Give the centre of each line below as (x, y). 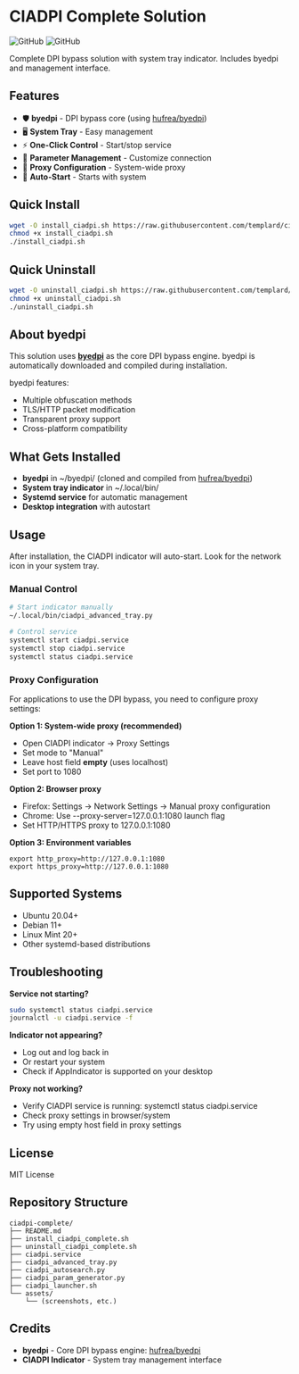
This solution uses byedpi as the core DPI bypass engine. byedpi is (132, 356)
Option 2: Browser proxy (56, 788)
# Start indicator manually (61, 608)
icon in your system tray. (54, 566)
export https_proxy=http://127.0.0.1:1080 (89, 866)
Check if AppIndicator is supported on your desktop (117, 1071)
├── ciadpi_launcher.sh (53, 1286)
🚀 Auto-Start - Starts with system (84, 177)
